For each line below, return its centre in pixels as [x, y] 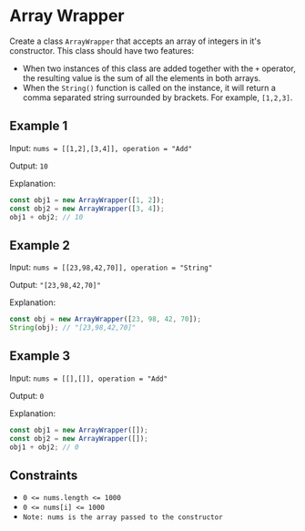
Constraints [44, 475]
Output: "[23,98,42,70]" [56, 285]
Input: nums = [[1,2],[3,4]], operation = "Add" [101, 148]
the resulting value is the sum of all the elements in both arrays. [142, 77]
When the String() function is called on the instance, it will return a [149, 87]
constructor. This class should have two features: [102, 50]
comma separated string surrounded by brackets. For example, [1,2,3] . [158, 97]
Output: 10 [29, 166]
